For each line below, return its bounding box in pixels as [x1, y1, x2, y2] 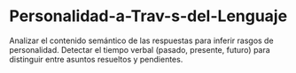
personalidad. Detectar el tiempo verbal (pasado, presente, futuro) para [9, 44, 270, 55]
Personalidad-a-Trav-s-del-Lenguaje [9, 6, 288, 26]
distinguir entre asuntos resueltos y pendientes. [9, 54, 183, 64]
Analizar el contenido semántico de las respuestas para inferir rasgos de [9, 35, 274, 46]
